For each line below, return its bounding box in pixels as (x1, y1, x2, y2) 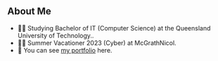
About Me (7, 6, 51, 17)
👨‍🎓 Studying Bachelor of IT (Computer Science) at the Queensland (17, 24, 211, 32)
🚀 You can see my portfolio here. (17, 46, 113, 54)
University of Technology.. (17, 31, 94, 40)
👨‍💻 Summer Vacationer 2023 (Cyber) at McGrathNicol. (17, 38, 177, 47)
